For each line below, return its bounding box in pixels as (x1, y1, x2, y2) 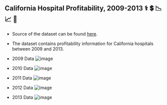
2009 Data (12, 55, 35, 61)
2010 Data (12, 65, 34, 71)
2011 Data (12, 74, 32, 81)
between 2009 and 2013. (12, 45, 64, 51)
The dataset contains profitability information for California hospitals (12, 40, 154, 46)
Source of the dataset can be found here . (12, 30, 98, 36)
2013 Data (12, 94, 33, 100)
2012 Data (12, 84, 33, 90)
